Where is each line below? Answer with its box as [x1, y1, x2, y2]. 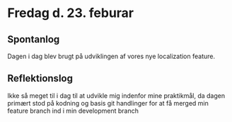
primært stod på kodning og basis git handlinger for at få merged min [7, 99, 209, 107]
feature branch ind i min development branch [7, 106, 139, 115]
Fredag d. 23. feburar [7, 5, 134, 21]
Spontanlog [7, 33, 60, 45]
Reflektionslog [7, 72, 73, 84]
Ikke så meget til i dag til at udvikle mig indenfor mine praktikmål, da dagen [7, 91, 226, 100]
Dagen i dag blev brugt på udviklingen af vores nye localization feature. [7, 52, 216, 60]
